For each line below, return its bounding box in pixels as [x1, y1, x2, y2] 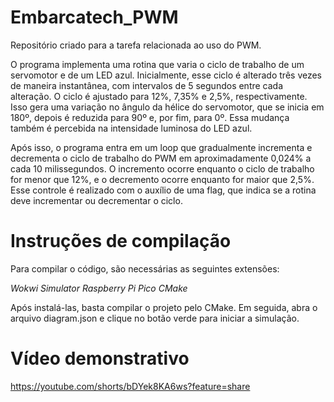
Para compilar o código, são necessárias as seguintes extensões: [10, 262, 280, 275]
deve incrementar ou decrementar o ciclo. [10, 194, 183, 206]
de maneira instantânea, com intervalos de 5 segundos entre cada [10, 79, 284, 91]
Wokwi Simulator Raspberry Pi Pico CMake [10, 282, 188, 294]
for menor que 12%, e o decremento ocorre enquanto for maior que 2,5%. [10, 173, 315, 185]
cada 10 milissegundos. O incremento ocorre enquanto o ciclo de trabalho [10, 162, 315, 175]
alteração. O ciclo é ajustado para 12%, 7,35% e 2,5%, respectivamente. [10, 90, 308, 102]
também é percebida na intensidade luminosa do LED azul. [10, 122, 253, 134]
